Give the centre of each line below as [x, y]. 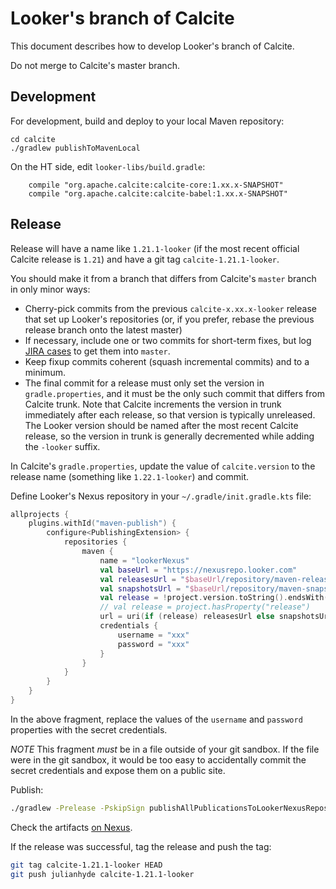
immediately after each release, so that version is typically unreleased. [170, 414]
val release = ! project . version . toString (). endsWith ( [214, 598]
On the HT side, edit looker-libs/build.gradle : [108, 166]
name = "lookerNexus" [144, 560]
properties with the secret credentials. [89, 729]
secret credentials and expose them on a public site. [118, 770]
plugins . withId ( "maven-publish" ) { [102, 523]
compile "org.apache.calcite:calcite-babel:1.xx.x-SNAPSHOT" [158, 193]
